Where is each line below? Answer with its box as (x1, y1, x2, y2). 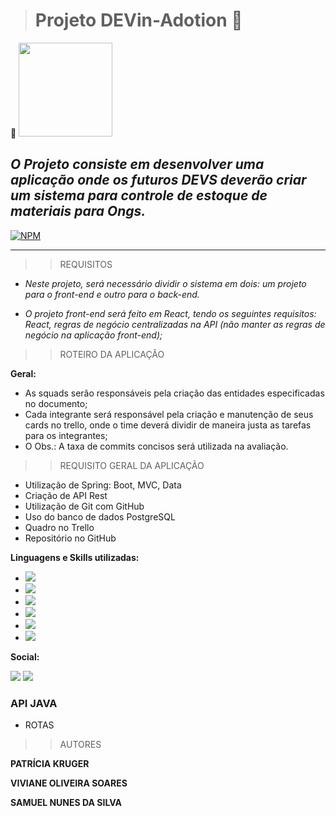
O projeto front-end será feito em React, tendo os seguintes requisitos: (24, 307, 317, 319)
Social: (10, 650, 40, 663)
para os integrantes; (24, 429, 108, 441)
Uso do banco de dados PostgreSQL (24, 510, 176, 523)
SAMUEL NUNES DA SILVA (10, 797, 123, 809)
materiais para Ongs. (10, 203, 147, 220)
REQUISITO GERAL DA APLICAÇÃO (59, 459, 205, 471)
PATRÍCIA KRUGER (10, 758, 90, 770)
